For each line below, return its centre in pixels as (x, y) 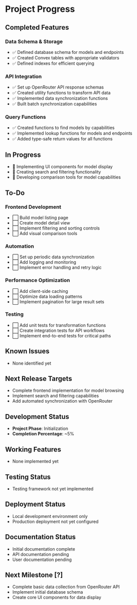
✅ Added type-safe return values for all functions (62, 139)
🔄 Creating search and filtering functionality (56, 172)
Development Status (37, 417)
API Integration (23, 76)
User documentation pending (42, 559)
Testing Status (28, 477)
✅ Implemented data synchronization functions (60, 98)
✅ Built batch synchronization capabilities (54, 104)
